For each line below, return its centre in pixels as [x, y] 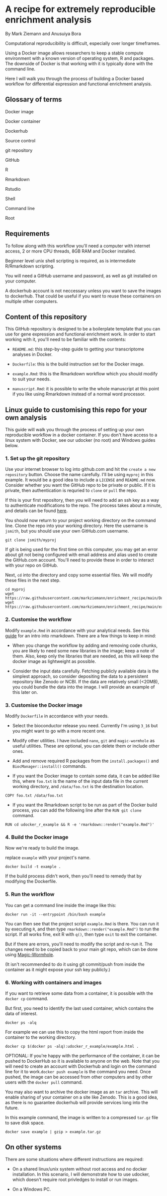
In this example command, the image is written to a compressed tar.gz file [82, 1117]
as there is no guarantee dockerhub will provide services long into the [77, 1102]
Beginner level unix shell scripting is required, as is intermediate [70, 261]
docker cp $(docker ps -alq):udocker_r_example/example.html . [72, 1046]
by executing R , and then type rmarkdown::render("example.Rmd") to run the [82, 929]
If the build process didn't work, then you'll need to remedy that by [73, 876]
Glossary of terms [34, 100]
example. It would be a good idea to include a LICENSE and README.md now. [81, 480]
